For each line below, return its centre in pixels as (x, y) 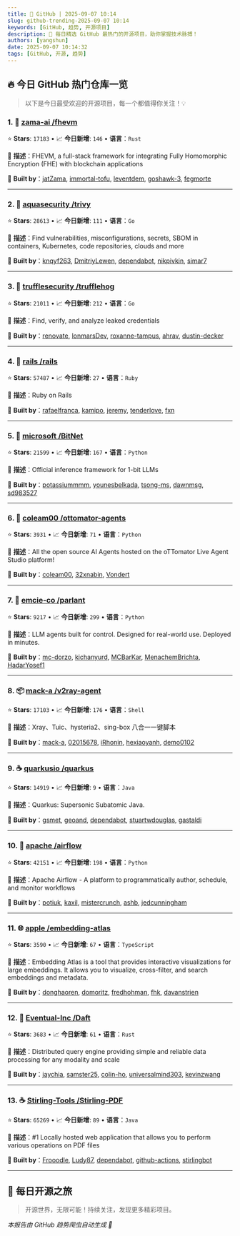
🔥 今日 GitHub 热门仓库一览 (68, 85)
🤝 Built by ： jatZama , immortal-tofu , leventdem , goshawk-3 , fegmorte (110, 179)
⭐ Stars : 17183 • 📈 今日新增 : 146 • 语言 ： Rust (74, 138)
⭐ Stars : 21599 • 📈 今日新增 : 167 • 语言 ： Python (77, 452)
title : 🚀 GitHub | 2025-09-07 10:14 (62, 14)
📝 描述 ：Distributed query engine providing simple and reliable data (107, 1052)
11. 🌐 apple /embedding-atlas (59, 928)
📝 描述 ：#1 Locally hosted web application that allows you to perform (109, 1137)
